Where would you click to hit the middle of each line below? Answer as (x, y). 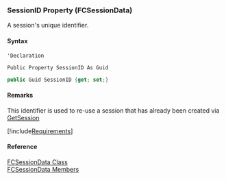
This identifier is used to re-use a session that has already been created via (113, 110)
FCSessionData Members (43, 169)
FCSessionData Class (38, 162)
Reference (22, 147)
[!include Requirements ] (40, 131)
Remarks (20, 95)
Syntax (17, 41)
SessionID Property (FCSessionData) (70, 10)
